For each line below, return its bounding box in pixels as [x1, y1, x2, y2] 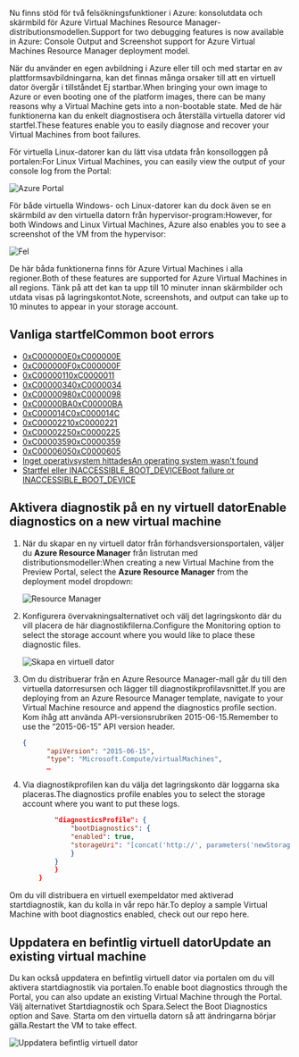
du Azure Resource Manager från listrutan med [21, 547, 198, 558]
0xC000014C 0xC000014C [21, 407, 120, 418]
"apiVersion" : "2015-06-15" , [46, 746, 155, 756]
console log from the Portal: [9, 165, 112, 176]
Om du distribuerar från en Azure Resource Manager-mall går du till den [21, 674, 287, 684]
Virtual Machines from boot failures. [9, 130, 141, 139]
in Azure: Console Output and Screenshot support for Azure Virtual [9, 36, 256, 46]
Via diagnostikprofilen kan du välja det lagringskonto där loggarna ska [21, 779, 279, 790]
